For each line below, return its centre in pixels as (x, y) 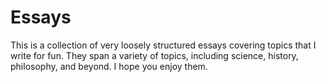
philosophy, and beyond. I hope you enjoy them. (109, 66)
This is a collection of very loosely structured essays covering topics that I (163, 45)
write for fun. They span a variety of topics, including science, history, (154, 55)
